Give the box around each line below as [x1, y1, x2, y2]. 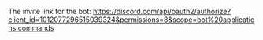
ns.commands [8, 24, 54, 32]
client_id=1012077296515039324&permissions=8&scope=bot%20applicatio [8, 15, 255, 24]
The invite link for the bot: [8, 7, 92, 16]
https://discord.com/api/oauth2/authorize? [93, 7, 231, 16]
